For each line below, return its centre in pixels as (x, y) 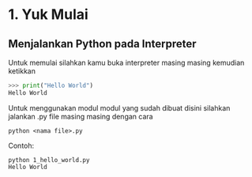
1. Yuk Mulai (48, 15)
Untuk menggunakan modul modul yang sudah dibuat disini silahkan (119, 107)
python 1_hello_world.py (49, 160)
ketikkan (22, 71)
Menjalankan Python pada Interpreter (102, 44)
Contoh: (21, 145)
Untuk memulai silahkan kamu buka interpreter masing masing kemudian (126, 62)
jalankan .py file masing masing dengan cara (81, 116)
